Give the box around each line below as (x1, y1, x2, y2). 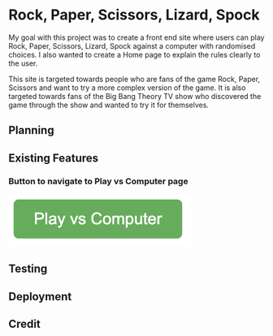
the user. (8, 58, 38, 68)
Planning (8, 123, 54, 137)
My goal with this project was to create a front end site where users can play (8, 32, 265, 42)
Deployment (8, 290, 72, 304)
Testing (8, 262, 48, 276)
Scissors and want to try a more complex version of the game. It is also (8, 83, 246, 93)
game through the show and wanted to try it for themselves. (8, 100, 210, 110)
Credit (8, 317, 41, 331)
